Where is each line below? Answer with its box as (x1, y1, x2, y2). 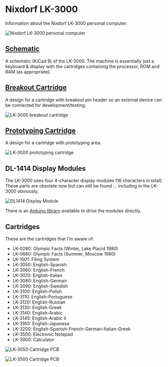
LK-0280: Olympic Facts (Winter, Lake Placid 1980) (12, 246, 118, 252)
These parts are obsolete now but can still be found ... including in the (5, 183, 150, 189)
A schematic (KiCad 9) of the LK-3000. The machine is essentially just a (5, 58, 154, 64)
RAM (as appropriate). (5, 69, 51, 75)
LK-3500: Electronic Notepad (12, 331, 73, 337)
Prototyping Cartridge (5, 126, 76, 135)
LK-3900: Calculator (12, 337, 54, 342)
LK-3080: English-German (12, 278, 67, 283)
